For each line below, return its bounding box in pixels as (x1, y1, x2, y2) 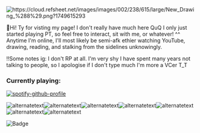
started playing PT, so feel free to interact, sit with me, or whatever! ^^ (6, 30, 181, 37)
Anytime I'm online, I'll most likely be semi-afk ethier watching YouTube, (6, 37, 185, 44)
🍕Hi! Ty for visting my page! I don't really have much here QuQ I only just (6, 24, 187, 31)
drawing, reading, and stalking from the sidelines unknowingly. (6, 44, 163, 50)
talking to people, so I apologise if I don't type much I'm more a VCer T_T (6, 62, 187, 68)
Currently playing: (6, 76, 61, 85)
